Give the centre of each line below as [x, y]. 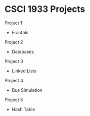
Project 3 [14, 61]
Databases [23, 52]
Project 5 [14, 100]
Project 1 [14, 23]
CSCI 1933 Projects [45, 9]
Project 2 [14, 42]
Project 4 [14, 80]
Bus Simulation [27, 90]
